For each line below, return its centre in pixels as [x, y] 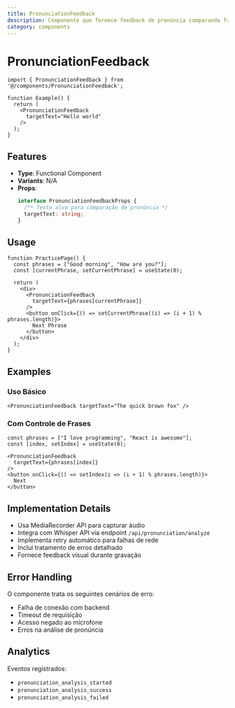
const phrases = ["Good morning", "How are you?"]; [91, 264]
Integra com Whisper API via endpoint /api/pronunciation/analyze [114, 533]
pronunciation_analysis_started [64, 683]
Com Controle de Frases [49, 424]
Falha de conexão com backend [63, 608]
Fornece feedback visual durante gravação [79, 555]
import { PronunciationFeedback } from [65, 80]
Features [27, 156]
